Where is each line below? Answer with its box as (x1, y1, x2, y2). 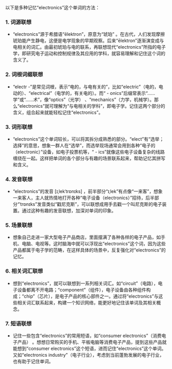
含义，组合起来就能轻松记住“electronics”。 (12, 109, 103, 115)
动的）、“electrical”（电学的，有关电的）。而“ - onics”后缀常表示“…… (12, 90, 155, 96)
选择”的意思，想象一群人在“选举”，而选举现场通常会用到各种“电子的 (12, 142, 156, 148)
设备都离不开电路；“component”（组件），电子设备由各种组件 (17, 286, 147, 293)
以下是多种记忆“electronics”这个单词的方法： (5, 5, 100, 10)
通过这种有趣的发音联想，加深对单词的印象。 (21, 207, 116, 214)
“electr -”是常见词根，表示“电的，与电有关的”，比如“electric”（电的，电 (12, 84, 163, 90)
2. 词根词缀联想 (5, 71, 44, 78)
